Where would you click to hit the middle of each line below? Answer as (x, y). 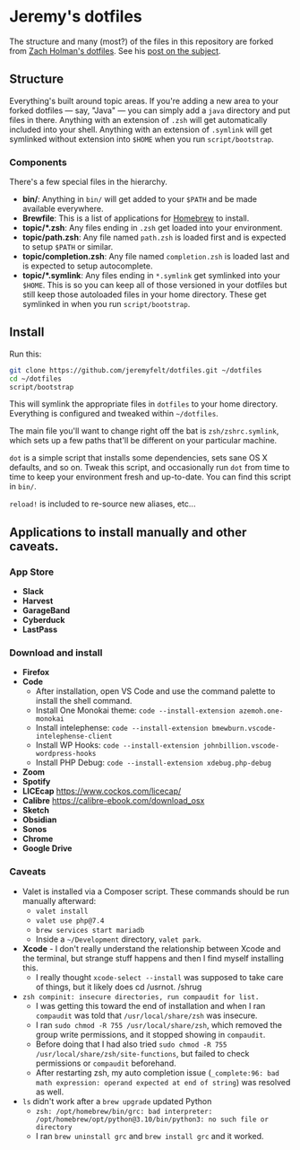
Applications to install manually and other (128, 532)
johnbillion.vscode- (241, 746)
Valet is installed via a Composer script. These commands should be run (155, 891)
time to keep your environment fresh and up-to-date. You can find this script (150, 477)
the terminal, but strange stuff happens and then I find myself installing (153, 958)
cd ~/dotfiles (36, 379)
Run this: (26, 354)
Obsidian (39, 820)
